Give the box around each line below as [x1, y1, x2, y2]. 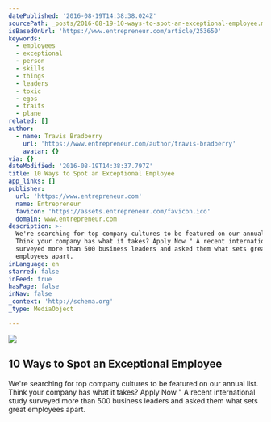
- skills [15, 65, 45, 73]
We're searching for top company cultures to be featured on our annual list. [8, 378, 259, 388]
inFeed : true [8, 275, 52, 283]
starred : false [8, 268, 60, 276]
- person [15, 57, 45, 65]
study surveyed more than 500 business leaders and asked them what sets [8, 395, 258, 405]
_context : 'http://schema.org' [8, 298, 114, 306]
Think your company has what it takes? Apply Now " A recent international [8, 387, 256, 397]
